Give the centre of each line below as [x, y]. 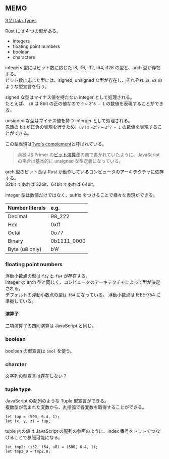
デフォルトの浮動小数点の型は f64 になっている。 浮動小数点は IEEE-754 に [83, 295]
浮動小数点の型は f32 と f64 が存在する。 [48, 276]
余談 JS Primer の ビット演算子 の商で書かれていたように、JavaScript [89, 155]
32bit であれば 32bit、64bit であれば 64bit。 [51, 184]
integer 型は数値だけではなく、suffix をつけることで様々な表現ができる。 [81, 195]
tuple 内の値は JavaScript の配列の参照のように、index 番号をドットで [78, 431]
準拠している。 [21, 301]
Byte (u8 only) [25, 249]
